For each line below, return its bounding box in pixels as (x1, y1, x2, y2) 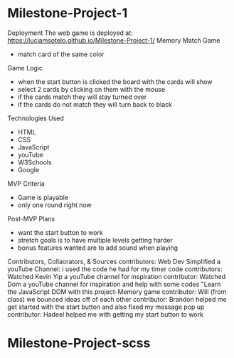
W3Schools (17, 158, 52, 167)
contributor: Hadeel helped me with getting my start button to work (7, 310, 204, 318)
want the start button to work (17, 228, 103, 236)
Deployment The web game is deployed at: (7, 28, 133, 37)
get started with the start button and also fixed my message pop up (7, 302, 205, 311)
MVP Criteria (7, 179, 45, 188)
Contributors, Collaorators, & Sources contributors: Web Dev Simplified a (7, 257, 220, 265)
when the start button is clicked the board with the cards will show (17, 77, 213, 86)
